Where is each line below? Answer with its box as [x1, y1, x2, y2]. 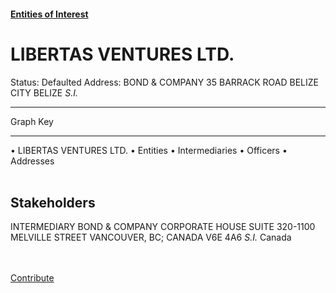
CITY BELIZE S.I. [10, 86, 78, 99]
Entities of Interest [10, 8, 89, 20]
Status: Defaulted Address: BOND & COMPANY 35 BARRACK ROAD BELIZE [10, 76, 319, 88]
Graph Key [10, 115, 54, 127]
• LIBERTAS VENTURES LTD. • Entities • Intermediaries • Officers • [10, 144, 288, 156]
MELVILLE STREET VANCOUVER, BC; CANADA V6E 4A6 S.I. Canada [10, 231, 292, 244]
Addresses [10, 155, 55, 167]
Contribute [10, 272, 55, 284]
